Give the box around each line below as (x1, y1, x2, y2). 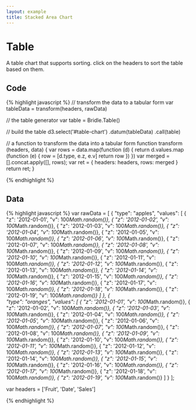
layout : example (6, 8, 46, 15)
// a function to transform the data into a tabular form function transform (6, 140, 183, 147)
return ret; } (6, 165, 34, 173)
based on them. (6, 66, 45, 73)
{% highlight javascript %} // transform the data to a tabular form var (6, 99, 174, 106)
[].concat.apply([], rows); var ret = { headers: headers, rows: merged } (6, 159, 178, 166)
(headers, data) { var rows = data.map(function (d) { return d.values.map (6, 146, 184, 154)
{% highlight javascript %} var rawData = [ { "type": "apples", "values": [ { (6, 209, 186, 217)
